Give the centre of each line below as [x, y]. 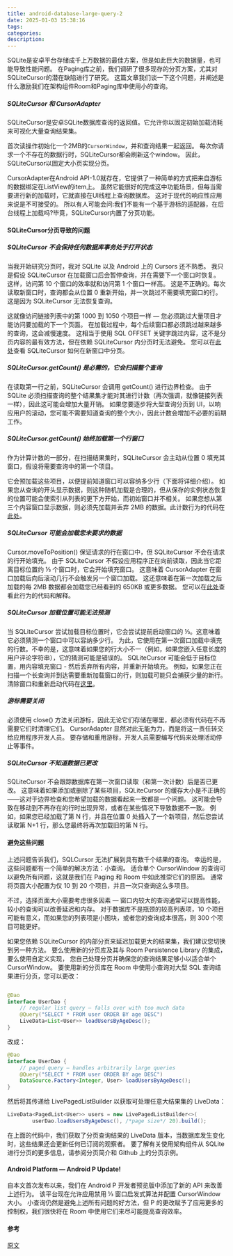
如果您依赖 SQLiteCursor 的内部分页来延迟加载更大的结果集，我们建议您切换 [116, 941]
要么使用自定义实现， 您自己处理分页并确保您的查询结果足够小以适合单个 [112, 958]
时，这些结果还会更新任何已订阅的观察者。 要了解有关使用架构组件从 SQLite [116, 1144]
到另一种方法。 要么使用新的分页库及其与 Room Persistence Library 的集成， [117, 950]
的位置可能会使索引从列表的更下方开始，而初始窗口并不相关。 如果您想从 [112, 498]
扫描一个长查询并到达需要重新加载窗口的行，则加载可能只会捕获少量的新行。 [117, 675]
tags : [15, 26]
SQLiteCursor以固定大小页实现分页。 [60, 164]
